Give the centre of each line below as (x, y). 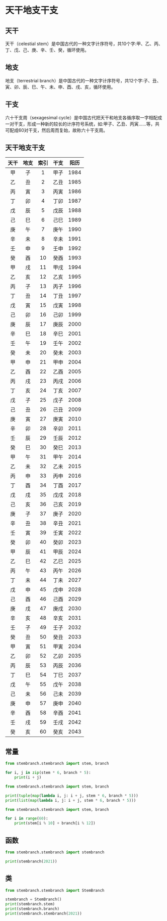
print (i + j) (28, 777)
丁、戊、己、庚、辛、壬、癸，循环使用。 (47, 50)
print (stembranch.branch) (32, 909)
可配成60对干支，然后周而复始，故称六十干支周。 (57, 130)
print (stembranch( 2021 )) (31, 861)
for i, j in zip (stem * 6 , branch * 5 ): (48, 773)
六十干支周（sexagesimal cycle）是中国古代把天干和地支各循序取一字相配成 (84, 117)
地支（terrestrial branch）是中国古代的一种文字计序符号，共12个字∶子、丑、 (83, 80)
